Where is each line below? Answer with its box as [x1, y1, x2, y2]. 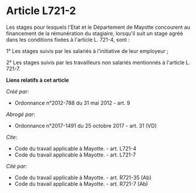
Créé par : [6, 88, 29, 95]
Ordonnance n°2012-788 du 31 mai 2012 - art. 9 [14, 99, 130, 107]
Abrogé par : [6, 111, 35, 118]
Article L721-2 [6, 4, 76, 18]
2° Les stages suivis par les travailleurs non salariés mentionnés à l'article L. [6, 59, 191, 66]
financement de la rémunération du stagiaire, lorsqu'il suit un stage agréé [6, 29, 183, 36]
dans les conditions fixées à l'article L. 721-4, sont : [6, 36, 130, 43]
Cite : [6, 134, 18, 141]
